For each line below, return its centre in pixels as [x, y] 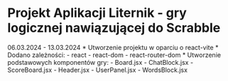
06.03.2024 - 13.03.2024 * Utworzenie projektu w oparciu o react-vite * [113, 47]
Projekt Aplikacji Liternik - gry [97, 13]
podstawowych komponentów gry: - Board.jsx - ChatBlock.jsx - [101, 62]
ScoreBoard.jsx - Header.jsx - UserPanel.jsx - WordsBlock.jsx [98, 70]
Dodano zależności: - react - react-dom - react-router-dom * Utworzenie [114, 55]
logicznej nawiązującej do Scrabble [114, 28]
